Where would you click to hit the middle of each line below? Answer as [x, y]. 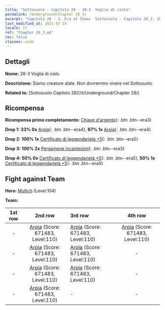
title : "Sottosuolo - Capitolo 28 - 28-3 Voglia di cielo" [68, 10]
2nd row [45, 216]
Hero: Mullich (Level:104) [31, 191]
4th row [137, 216]
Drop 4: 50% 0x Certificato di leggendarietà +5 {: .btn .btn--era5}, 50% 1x [80, 158]
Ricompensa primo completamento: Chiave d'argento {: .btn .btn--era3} [79, 120]
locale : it [16, 28]
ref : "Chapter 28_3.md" [29, 33]
